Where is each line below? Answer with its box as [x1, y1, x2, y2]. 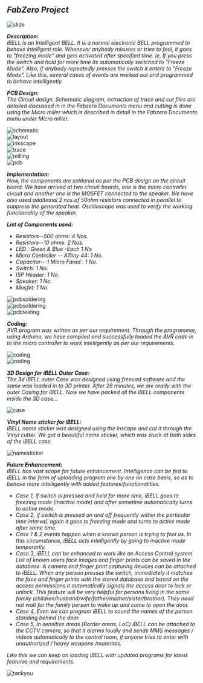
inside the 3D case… [7, 395, 58, 402]
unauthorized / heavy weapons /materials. [15, 639, 122, 647]
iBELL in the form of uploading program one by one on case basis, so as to [7, 474, 194, 481]
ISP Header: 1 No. [15, 271, 60, 278]
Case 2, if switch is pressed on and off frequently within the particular [15, 511, 191, 519]
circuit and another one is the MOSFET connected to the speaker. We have [7, 190, 194, 197]
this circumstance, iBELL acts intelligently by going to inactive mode [15, 537, 186, 544]
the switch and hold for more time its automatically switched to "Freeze [7, 58, 185, 65]
